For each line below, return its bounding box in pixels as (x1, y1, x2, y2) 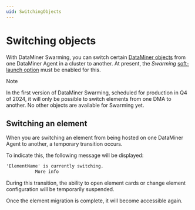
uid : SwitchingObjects (6, 8, 62, 15)
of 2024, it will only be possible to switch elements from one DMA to (6, 95, 172, 102)
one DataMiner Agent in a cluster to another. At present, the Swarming (6, 60, 176, 67)
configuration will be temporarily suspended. (6, 186, 115, 193)
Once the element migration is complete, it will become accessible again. (6, 197, 183, 204)
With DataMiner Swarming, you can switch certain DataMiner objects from (6, 54, 186, 61)
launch (6, 66, 23, 73)
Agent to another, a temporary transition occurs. (6, 140, 123, 147)
